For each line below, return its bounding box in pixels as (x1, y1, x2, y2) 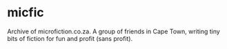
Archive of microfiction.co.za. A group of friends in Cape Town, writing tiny (7, 27, 221, 35)
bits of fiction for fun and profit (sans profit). (7, 34, 133, 42)
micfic (7, 5, 45, 20)
